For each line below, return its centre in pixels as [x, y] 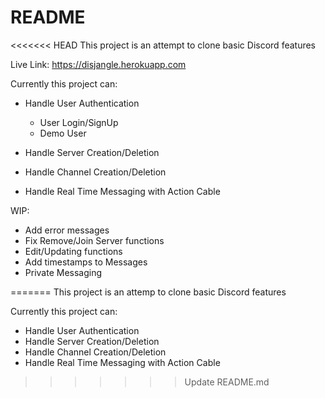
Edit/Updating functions [73, 251]
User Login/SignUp [79, 122]
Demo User [63, 133]
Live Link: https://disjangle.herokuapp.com [98, 64]
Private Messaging [63, 272]
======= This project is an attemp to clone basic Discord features [148, 292]
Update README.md [227, 382]
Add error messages [67, 230]
